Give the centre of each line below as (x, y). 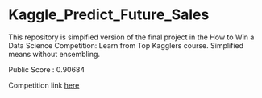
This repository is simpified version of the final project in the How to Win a (131, 37)
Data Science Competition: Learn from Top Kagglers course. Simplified (126, 45)
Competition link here (44, 85)
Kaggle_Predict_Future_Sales (109, 15)
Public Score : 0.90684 (47, 69)
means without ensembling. (54, 54)
